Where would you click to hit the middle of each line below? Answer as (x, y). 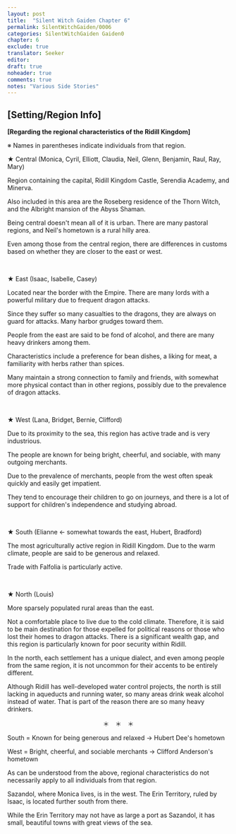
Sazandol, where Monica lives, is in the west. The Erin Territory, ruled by (112, 794)
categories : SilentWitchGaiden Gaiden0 (66, 34)
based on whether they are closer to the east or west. (85, 252)
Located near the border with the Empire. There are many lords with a (108, 293)
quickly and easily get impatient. (54, 483)
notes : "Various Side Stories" (53, 86)
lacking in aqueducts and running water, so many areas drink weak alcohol (116, 694)
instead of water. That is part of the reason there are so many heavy (106, 702)
